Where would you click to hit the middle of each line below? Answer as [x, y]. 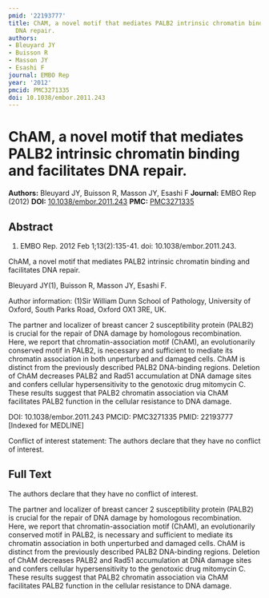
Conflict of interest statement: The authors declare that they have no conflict [134, 441]
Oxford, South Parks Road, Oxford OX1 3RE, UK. [87, 309]
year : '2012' [30, 82]
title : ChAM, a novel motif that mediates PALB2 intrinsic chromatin [127, 23]
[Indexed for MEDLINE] [46, 425]
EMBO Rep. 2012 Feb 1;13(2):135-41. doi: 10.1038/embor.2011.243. [128, 246]
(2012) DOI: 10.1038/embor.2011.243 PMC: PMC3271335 [101, 201]
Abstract [31, 227]
